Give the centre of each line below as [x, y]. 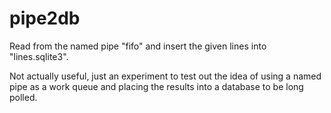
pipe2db [45, 18]
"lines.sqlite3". [39, 56]
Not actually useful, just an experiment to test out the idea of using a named [165, 76]
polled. [23, 97]
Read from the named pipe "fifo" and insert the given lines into [138, 46]
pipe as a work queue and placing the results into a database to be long [156, 86]
